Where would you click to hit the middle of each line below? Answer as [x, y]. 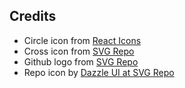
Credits [33, 16]
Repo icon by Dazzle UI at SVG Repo [99, 72]
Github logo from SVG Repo [81, 61]
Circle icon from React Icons [82, 40]
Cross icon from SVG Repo [79, 51]
